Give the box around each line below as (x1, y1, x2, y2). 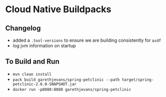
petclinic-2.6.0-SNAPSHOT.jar (12, 81, 77, 87)
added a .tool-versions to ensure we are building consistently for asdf (12, 37, 161, 43)
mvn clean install (12, 72, 52, 77)
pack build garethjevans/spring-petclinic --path (12, 77, 120, 82)
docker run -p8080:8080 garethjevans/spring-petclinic (12, 87, 131, 92)
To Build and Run (5, 57, 60, 66)
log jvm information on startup (12, 43, 76, 49)
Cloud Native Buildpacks (5, 4, 112, 15)
